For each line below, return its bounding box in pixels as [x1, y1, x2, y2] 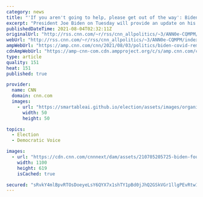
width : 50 [22, 109, 47, 115]
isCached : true [17, 170, 56, 177]
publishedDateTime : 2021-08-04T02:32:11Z [6, 25, 112, 32]
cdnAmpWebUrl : [6, 48, 42, 54]
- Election [11, 132, 39, 138]
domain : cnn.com [11, 93, 53, 99]
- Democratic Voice [11, 137, 61, 144]
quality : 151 [6, 59, 39, 65]
